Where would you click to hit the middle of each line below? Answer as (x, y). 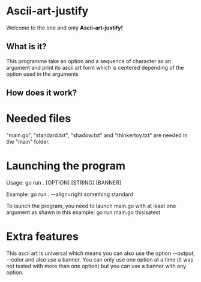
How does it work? (42, 93)
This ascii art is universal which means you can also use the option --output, (100, 253)
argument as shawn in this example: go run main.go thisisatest (83, 212)
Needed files (39, 119)
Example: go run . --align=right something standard (70, 194)
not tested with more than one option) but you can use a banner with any (96, 266)
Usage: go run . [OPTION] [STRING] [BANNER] (64, 183)
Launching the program (66, 166)
